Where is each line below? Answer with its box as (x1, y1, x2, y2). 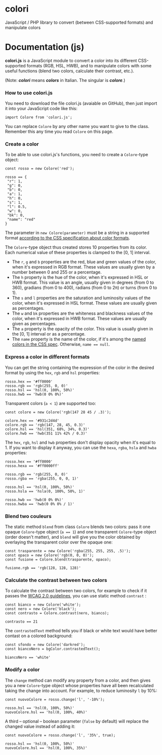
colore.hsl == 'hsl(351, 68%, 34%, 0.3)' (5, 427, 90, 432)
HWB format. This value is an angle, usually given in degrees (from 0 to (12, 280, 154, 286)
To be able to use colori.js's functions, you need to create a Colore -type (5, 152, 148, 158)
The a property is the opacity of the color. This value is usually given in (12, 326, 153, 332)
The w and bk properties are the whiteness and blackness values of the (12, 310, 153, 316)
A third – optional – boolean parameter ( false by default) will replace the (5, 718, 149, 724)
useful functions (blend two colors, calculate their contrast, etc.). (5, 68, 134, 74)
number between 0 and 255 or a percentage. (12, 269, 102, 275)
